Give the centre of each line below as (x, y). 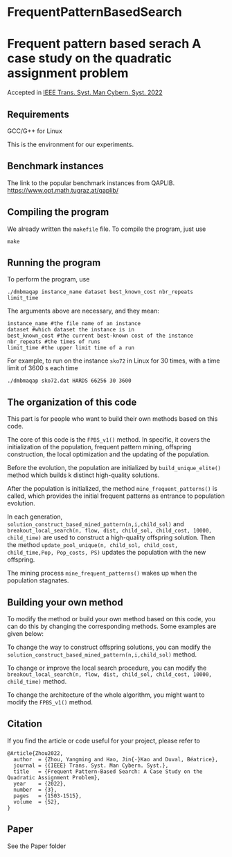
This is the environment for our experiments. (70, 144)
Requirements (38, 114)
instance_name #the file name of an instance (74, 324)
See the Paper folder (37, 846)
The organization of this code (72, 402)
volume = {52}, (37, 802)
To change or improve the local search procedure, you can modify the (107, 668)
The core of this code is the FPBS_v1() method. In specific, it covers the (109, 440)
